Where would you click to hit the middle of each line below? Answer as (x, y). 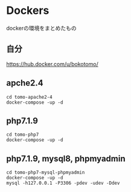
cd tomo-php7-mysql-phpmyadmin (46, 173)
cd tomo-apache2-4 (29, 97)
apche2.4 (25, 83)
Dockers (28, 11)
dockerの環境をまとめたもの (41, 28)
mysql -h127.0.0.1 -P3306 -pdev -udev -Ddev (63, 183)
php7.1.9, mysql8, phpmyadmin (66, 158)
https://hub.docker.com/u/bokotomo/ (52, 64)
